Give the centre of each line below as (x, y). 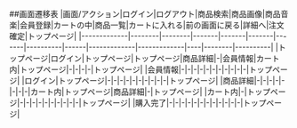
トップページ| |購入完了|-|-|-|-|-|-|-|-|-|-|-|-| (162, 103)
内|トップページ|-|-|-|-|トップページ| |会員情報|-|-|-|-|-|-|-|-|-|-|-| (129, 69)
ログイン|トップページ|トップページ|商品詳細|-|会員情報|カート (165, 58)
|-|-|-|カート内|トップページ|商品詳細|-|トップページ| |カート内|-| (128, 92)
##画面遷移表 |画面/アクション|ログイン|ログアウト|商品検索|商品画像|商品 (145, 14)
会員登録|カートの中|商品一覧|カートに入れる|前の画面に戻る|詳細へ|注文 (152, 25)
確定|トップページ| (43, 36)
